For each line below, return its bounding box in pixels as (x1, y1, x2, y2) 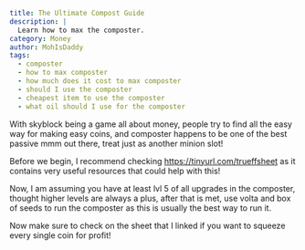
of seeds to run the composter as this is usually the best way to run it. (9, 202, 272, 214)
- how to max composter (17, 68, 108, 78)
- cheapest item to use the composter (17, 93, 166, 102)
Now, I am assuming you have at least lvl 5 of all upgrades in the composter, (9, 182, 296, 193)
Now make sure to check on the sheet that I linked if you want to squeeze (9, 220, 286, 231)
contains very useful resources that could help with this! (9, 165, 221, 176)
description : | (9, 16, 68, 26)
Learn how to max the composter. (17, 26, 145, 35)
